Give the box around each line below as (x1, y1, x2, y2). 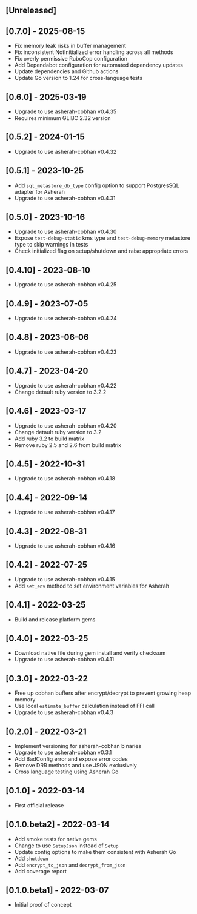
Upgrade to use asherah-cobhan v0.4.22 (14, 382, 117, 389)
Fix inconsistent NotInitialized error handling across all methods (14, 48, 173, 56)
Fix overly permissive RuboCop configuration (14, 55, 128, 62)
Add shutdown (14, 855, 48, 862)
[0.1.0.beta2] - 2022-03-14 (5, 820, 110, 830)
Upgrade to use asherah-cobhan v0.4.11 (14, 656, 115, 663)
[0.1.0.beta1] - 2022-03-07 (5, 885, 109, 896)
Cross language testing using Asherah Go (14, 768, 119, 775)
